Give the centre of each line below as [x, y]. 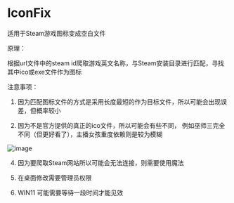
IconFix [29, 13]
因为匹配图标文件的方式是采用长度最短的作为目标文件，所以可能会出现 [119, 101]
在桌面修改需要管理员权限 [54, 178]
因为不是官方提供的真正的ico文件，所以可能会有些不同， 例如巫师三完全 [121, 125]
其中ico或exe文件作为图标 [45, 72]
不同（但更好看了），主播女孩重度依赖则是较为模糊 [90, 134]
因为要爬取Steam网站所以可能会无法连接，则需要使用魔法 [100, 162]
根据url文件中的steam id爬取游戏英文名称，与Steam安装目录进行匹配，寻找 [116, 63]
